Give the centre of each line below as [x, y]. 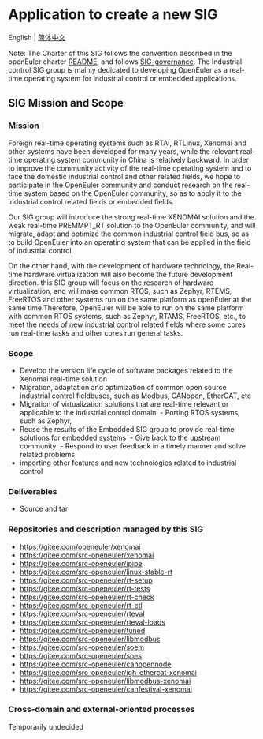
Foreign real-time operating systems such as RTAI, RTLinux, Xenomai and [127, 143]
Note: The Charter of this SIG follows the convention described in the [120, 53]
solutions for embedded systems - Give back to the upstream [120, 437]
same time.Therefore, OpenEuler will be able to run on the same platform [126, 308]
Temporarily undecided [46, 726]
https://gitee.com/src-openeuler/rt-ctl [81, 605]
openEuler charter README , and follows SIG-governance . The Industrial [125, 62]
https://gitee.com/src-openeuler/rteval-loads [92, 622]
